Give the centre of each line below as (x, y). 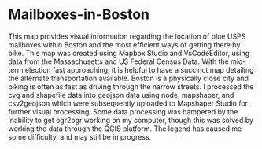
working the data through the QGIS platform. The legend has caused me (125, 129)
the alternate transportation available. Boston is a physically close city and (129, 78)
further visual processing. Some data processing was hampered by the (123, 111)
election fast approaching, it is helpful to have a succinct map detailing (139, 69)
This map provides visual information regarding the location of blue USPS (127, 36)
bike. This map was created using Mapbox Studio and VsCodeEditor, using (129, 53)
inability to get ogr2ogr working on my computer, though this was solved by (131, 120)
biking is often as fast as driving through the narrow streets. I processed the (131, 86)
